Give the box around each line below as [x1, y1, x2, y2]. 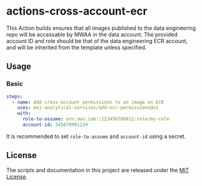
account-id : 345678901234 [22, 122, 88, 128]
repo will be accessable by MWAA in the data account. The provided [6, 30, 178, 38]
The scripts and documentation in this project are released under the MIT [6, 166, 189, 174]
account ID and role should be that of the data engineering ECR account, [6, 37, 188, 44]
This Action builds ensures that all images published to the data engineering [6, 24, 196, 32]
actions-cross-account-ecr [6, 4, 147, 18]
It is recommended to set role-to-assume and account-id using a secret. [6, 133, 186, 140]
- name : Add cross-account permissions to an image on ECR [12, 99, 164, 105]
